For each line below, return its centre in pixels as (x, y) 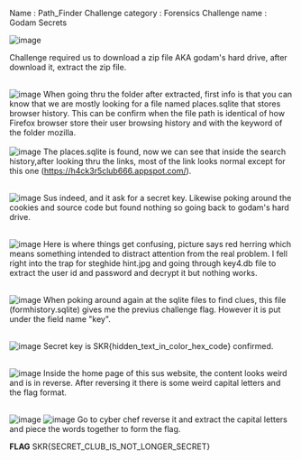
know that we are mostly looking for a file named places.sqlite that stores (145, 104)
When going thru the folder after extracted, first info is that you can (168, 94)
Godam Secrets (38, 23)
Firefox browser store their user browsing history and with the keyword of (146, 123)
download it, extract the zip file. (68, 67)
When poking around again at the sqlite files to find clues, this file (165, 300)
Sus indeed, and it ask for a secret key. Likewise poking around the (168, 198)
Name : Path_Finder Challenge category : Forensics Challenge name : (138, 13)
